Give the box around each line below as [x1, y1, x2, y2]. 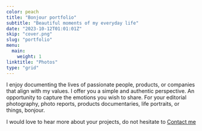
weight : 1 [17, 53, 42, 59]
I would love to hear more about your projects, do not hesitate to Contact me [6, 118, 196, 126]
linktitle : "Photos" [6, 59, 58, 65]
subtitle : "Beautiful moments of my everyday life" [6, 20, 139, 26]
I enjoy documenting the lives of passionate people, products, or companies [6, 81, 195, 88]
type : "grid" [6, 64, 39, 71]
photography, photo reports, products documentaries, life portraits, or [6, 100, 180, 108]
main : [11, 48, 26, 54]
